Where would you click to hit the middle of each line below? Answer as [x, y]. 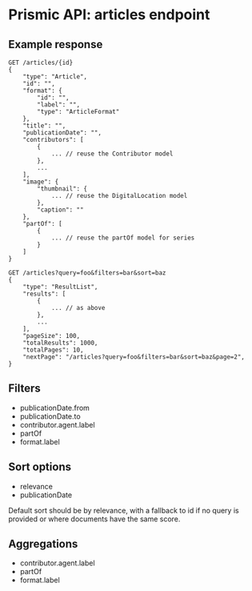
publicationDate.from [55, 408]
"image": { [41, 182]
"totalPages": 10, [53, 350]
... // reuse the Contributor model [112, 154]
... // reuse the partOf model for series [123, 238]
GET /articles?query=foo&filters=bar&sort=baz [87, 273]
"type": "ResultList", [60, 287]
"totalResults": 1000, [60, 343]
